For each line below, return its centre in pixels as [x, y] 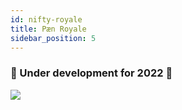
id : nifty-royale [46, 19]
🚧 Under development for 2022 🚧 [91, 73]
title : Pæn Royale [48, 29]
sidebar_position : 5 [53, 38]
